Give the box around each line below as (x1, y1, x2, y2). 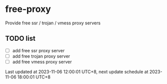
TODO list (5, 34, 36, 43)
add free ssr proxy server (12, 47, 65, 53)
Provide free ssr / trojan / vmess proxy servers (5, 20, 101, 26)
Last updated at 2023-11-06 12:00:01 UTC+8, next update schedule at (5, 69, 149, 75)
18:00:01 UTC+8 (17, 74, 51, 80)
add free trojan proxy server (12, 53, 70, 59)
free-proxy (5, 3, 51, 15)
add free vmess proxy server (12, 59, 72, 65)
